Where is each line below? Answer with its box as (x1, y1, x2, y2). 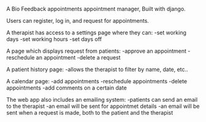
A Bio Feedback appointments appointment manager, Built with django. (6, 6, 186, 12)
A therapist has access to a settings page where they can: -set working (6, 29, 187, 36)
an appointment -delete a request (36, 54, 121, 61)
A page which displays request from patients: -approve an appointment (6, 47, 187, 55)
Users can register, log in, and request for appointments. (6, 17, 149, 24)
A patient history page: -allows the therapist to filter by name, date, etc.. (6, 66, 188, 73)
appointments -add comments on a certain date (6, 84, 127, 91)
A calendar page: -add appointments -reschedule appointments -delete (6, 78, 188, 85)
